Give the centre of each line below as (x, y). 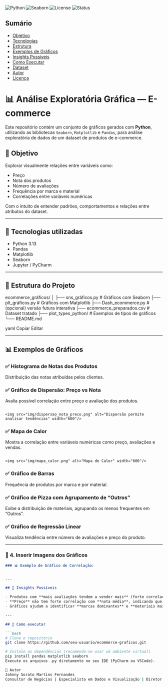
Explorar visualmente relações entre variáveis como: (59, 165)
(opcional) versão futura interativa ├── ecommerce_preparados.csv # (77, 308)
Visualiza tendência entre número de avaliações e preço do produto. (75, 537)
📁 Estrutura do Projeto (40, 285)
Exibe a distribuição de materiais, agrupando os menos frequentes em (77, 508)
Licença (20, 78)
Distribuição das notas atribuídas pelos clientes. (54, 377)
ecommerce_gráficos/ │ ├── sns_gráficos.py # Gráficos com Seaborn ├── (83, 297)
